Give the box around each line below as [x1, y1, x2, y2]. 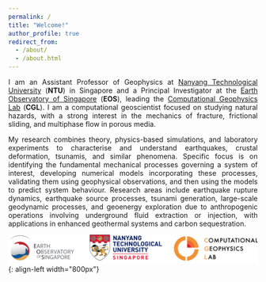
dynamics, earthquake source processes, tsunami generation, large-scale [8, 194, 258, 203]
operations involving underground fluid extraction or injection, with [8, 211, 258, 219]
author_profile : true [8, 29, 80, 37]
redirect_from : [8, 38, 59, 46]
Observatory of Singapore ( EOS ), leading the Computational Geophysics [8, 94, 259, 103]
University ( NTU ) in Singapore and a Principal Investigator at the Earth [8, 86, 258, 95]
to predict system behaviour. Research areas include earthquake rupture [8, 185, 258, 194]
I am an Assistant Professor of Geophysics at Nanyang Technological [8, 78, 258, 86]
